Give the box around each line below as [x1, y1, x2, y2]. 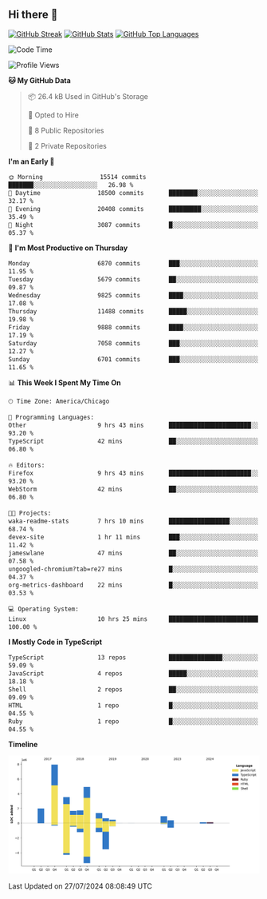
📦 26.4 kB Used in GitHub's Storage [27, 91, 149, 101]
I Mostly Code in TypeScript [8, 637, 102, 646]
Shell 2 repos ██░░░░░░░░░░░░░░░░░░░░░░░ [8, 685, 259, 694]
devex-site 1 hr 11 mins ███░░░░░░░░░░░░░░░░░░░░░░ [8, 533, 259, 541]
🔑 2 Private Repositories [27, 141, 108, 150]
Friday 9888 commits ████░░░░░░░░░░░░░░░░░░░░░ [8, 323, 259, 332]
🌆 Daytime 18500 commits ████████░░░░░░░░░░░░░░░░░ [8, 189, 259, 197]
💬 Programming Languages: [8, 413, 94, 421]
